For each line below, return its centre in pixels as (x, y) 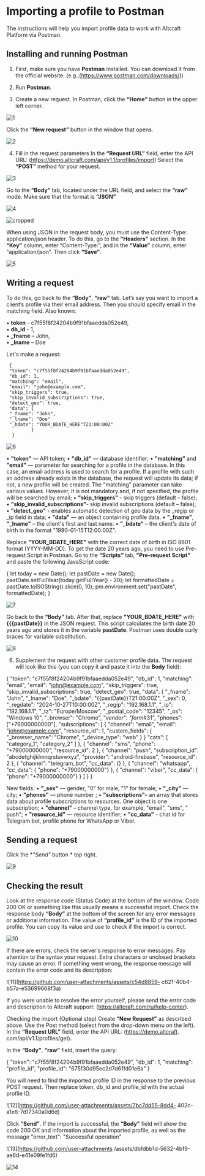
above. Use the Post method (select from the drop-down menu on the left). (101, 1025)
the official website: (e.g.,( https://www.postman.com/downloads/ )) (99, 75)
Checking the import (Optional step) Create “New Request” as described (99, 1019)
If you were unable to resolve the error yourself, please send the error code (101, 1001)
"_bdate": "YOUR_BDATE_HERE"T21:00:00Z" (61, 425)
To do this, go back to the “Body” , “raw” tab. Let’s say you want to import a (102, 298)
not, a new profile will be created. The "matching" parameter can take (94, 484)
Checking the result (45, 886)
